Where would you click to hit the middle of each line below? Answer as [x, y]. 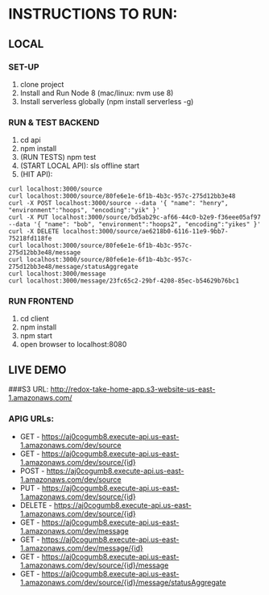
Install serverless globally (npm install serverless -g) [107, 101]
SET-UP [24, 67]
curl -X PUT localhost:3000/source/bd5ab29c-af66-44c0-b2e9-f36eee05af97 [135, 218]
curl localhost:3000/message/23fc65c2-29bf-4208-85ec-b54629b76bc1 [124, 281]
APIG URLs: [31, 419]
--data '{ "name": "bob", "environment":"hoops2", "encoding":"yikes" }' [135, 224]
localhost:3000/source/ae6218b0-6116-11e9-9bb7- [145, 232]
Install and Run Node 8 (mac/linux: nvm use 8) [97, 93]
